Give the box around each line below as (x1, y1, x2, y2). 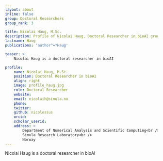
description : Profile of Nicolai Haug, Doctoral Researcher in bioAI (5, 34, 149, 39)
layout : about (5, 7, 34, 12)
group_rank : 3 (5, 20, 34, 26)
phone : (14, 101, 27, 106)
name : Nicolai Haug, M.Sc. (14, 69, 68, 74)
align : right (14, 79, 40, 83)
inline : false (5, 12, 34, 16)
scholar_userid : (14, 119, 47, 124)
